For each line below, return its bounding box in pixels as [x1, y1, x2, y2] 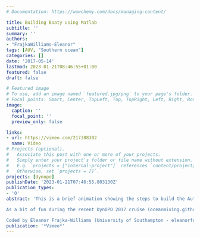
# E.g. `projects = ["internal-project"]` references [6, 162, 148, 168]
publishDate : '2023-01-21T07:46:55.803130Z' [6, 179, 118, 185]
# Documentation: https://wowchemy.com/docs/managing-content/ [6, 8, 167, 15]
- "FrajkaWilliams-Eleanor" [6, 42, 76, 48]
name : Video [11, 140, 42, 146]
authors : [6, 36, 28, 42]
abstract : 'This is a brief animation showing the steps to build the [6, 196, 185, 202]
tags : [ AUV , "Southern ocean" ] [6, 47, 84, 54]
